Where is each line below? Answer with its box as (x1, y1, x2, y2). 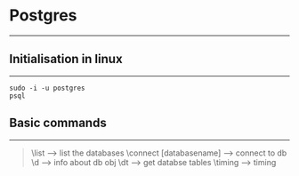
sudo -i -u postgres (9, 84, 86, 92)
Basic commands (9, 116, 107, 131)
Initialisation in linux (9, 52, 123, 67)
